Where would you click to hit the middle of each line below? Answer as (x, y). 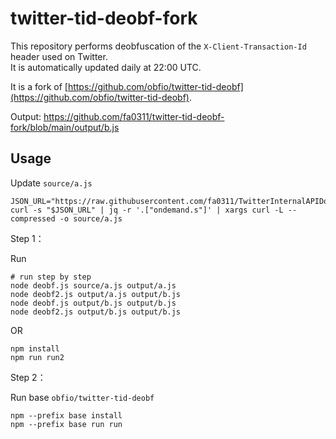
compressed (33, 218)
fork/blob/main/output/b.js (65, 127)
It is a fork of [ (39, 86)
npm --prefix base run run (66, 424)
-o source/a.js (91, 218)
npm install (35, 348)
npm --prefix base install (66, 415)
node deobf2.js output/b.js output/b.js (96, 312)
